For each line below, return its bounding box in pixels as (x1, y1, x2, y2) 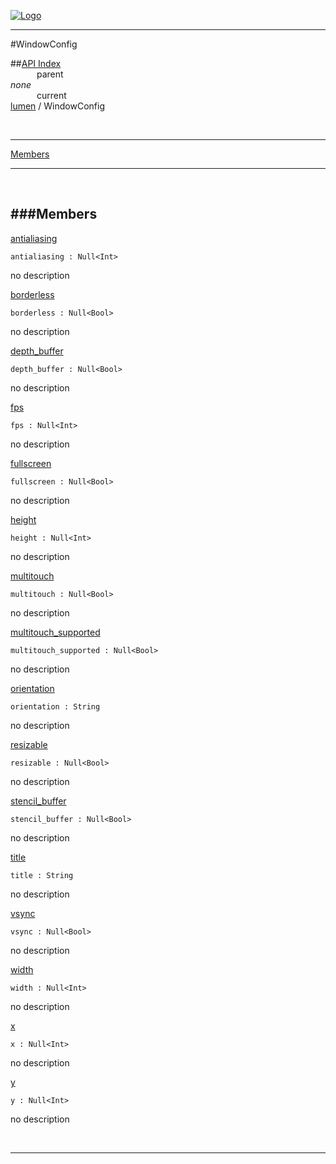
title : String (10, 870, 74, 880)
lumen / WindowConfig (10, 100, 105, 112)
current (36, 90, 67, 101)
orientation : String (10, 701, 101, 712)
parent (36, 68, 64, 80)
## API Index (10, 58, 62, 69)
